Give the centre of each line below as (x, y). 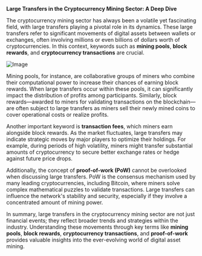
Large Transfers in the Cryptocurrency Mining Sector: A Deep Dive (92, 9)
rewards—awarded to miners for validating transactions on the (84, 102)
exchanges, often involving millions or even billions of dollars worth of (93, 40)
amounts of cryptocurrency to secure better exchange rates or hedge (93, 152)
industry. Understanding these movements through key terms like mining (97, 227)
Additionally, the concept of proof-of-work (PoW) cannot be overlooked (96, 170)
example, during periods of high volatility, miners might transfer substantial (99, 146)
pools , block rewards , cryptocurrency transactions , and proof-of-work (97, 233)
